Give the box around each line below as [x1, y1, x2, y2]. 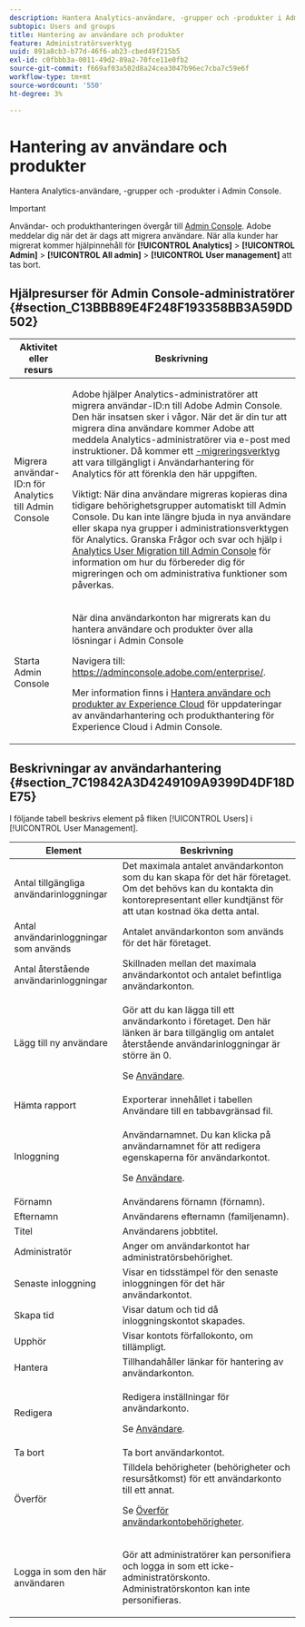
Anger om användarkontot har [122, 1240, 251, 1253]
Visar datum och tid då [122, 1304, 219, 1316]
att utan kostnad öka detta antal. [122, 905, 260, 918]
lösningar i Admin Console [72, 635, 184, 647]
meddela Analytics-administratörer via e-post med [72, 433, 290, 446]
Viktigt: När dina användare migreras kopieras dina [72, 488, 288, 500]
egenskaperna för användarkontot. [122, 1151, 271, 1164]
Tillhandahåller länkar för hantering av [122, 1356, 284, 1368]
